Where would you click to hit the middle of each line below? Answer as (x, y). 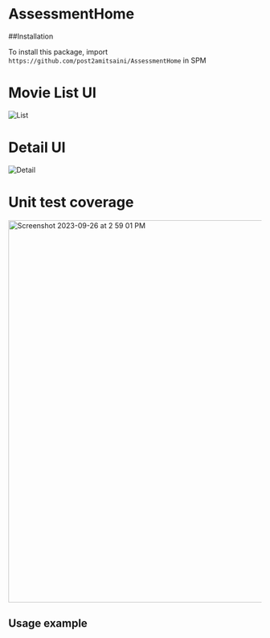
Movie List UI (52, 93)
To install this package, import (58, 51)
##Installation (31, 36)
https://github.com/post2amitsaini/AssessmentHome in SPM (107, 60)
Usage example (48, 624)
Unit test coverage (71, 202)
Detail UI (37, 147)
